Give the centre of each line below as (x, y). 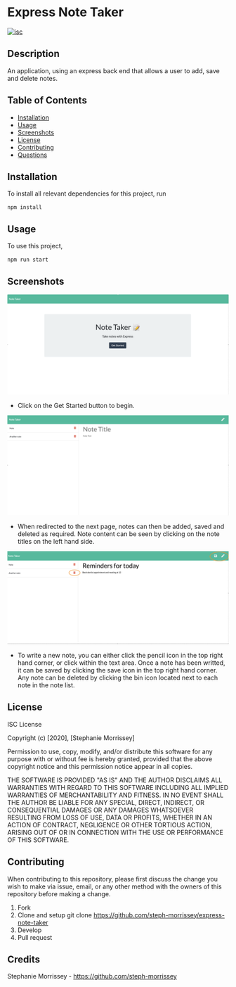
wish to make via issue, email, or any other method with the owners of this (115, 886)
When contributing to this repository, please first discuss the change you (112, 879)
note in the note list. (46, 685)
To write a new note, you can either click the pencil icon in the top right (120, 655)
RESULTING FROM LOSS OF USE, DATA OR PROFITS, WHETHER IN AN (110, 817)
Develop (29, 930)
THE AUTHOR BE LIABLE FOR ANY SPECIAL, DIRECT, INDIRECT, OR (106, 802)
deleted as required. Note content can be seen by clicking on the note (118, 534)
